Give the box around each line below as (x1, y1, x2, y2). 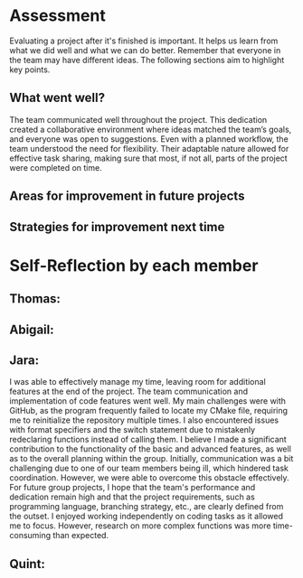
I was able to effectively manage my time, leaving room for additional (9, 377, 267, 387)
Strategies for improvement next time (9, 219, 225, 235)
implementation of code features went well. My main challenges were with (9, 396, 287, 406)
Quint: (9, 556, 45, 572)
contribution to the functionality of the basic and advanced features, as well (9, 443, 292, 454)
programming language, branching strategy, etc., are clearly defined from (9, 501, 284, 512)
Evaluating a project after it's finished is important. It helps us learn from (9, 35, 279, 46)
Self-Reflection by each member (9, 255, 259, 275)
